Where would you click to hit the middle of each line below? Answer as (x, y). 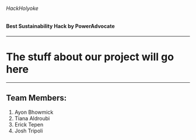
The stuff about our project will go (90, 57)
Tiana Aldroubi (32, 118)
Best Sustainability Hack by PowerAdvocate (60, 26)
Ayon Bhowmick (34, 112)
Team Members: (36, 98)
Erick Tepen (29, 124)
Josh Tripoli (29, 131)
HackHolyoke (22, 8)
